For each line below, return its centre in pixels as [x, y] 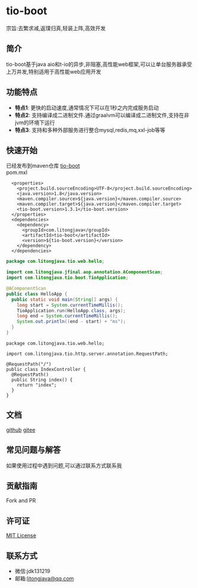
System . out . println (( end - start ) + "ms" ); [71, 322]
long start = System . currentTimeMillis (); [70, 305]
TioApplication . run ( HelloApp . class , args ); [71, 310]
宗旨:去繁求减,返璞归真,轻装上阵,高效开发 [56, 28]
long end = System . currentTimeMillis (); [67, 316]
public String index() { [42, 380]
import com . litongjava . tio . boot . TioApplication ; [67, 278]
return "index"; [37, 385]
